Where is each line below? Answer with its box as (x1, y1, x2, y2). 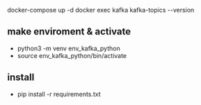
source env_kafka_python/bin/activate (17, 51, 127, 59)
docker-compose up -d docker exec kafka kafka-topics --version (7, 6, 195, 14)
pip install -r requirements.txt (17, 90, 101, 98)
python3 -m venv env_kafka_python (17, 44, 120, 52)
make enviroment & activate (7, 26, 131, 37)
